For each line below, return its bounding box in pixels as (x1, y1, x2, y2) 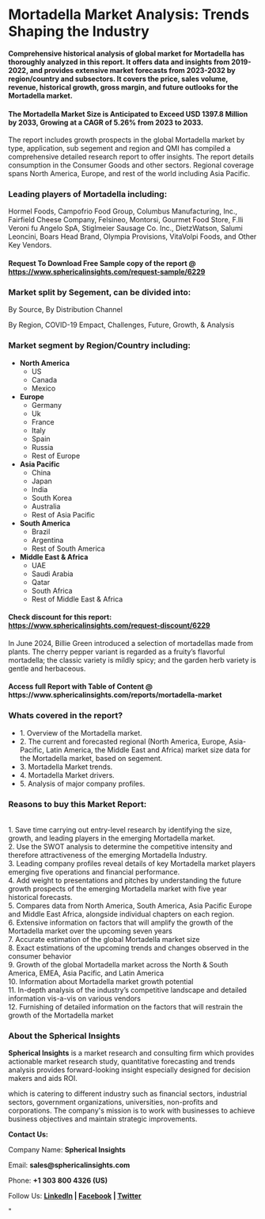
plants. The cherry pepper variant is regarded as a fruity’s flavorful (8, 647, 225, 656)
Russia (31, 442, 54, 452)
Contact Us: (8, 1129, 49, 1140)
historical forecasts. (8, 893, 73, 902)
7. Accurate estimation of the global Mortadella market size (8, 935, 200, 944)
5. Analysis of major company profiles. (19, 779, 146, 788)
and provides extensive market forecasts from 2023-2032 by (29, 65, 236, 75)
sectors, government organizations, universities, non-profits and (8, 1098, 218, 1107)
